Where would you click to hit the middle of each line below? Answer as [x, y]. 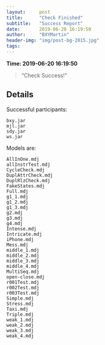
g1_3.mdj [17, 207]
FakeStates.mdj [26, 186]
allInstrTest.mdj [28, 165]
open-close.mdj [26, 277]
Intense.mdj [21, 229]
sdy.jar [16, 131]
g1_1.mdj [17, 196]
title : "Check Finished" [45, 18]
